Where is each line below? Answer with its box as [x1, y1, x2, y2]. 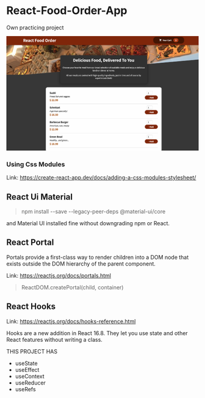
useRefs [15, 385, 36, 393]
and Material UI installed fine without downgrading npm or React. [6, 220, 170, 227]
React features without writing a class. [6, 336, 103, 343]
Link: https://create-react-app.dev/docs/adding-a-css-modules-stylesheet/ [6, 174, 196, 181]
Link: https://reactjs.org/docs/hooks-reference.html [6, 317, 136, 325]
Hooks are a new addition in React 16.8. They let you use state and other [6, 329, 188, 336]
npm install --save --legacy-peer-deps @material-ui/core [21, 208, 166, 215]
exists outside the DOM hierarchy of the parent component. [6, 260, 156, 267]
